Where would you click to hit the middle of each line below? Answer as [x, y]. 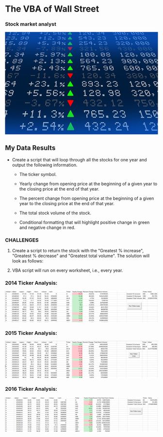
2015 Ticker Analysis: [31, 333]
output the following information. [45, 165]
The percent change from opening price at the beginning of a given [87, 198]
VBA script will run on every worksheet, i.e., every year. [67, 270]
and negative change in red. [47, 227]
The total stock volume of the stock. [55, 213]
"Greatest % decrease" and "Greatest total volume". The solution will [81, 256]
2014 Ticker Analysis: [31, 283]
